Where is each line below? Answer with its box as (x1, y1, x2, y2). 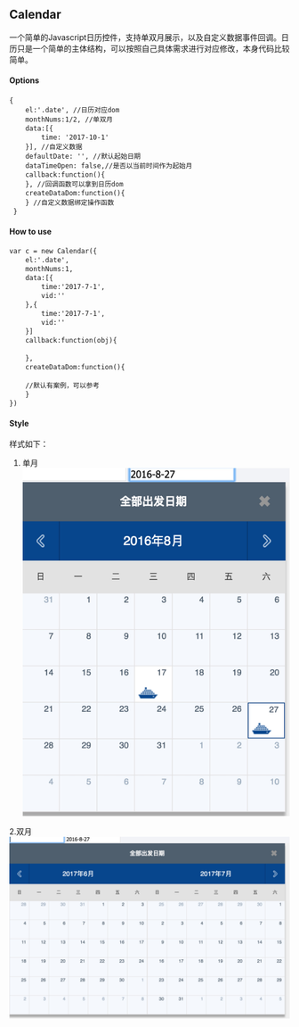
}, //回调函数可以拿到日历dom (25, 180, 124, 189)
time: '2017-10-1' (41, 133, 109, 142)
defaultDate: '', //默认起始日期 (25, 152, 141, 162)
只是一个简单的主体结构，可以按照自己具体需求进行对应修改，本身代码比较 (16, 43, 290, 54)
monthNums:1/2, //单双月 (25, 115, 114, 124)
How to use (9, 226, 52, 236)
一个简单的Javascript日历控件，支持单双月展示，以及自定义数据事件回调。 (9, 31, 282, 43)
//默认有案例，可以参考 (25, 381, 100, 391)
